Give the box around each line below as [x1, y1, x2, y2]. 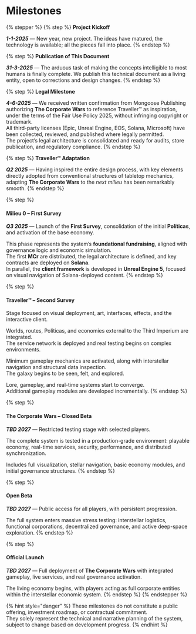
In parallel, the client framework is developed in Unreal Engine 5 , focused [6, 265, 186, 273]
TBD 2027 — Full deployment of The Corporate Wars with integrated [6, 567, 174, 574]
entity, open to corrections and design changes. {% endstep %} [6, 77, 160, 84]
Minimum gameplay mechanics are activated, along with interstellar [6, 357, 169, 364]
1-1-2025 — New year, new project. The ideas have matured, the [6, 35, 163, 42]
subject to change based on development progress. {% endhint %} [6, 621, 168, 628]
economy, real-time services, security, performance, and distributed [6, 443, 171, 450]
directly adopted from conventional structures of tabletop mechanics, [6, 172, 174, 179]
